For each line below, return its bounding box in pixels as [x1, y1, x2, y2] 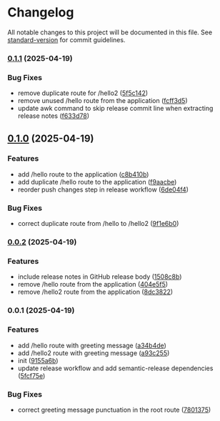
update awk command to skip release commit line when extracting [17, 104, 214, 113]
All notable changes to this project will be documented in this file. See [7, 28, 213, 36]
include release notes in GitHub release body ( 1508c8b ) [17, 272, 182, 281]
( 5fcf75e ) [17, 371, 46, 380]
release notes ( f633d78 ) [17, 112, 89, 120]
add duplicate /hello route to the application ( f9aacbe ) [17, 177, 177, 186]
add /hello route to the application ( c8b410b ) [17, 169, 149, 179]
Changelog [7, 4, 74, 21]
